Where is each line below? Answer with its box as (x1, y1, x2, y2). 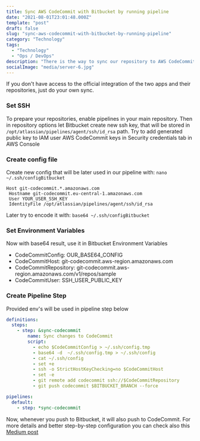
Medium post (6, 428, 39, 435)
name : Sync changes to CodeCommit (27, 333, 113, 339)
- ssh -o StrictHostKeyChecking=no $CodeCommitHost (32, 367, 164, 373)
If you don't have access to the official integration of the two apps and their (6, 80, 191, 87)
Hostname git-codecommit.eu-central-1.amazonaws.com (8, 190, 143, 196)
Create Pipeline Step (6, 292, 67, 300)
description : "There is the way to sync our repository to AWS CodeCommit (6, 58, 196, 64)
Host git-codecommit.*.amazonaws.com (6, 185, 100, 191)
